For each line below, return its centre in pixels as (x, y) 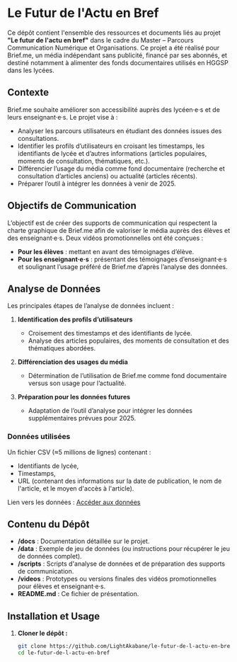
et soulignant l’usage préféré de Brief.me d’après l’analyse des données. (122, 266)
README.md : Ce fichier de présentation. (78, 594)
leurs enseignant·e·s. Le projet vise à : (63, 117)
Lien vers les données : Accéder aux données (74, 502)
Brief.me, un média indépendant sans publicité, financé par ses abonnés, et (117, 55)
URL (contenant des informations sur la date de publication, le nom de (120, 481)
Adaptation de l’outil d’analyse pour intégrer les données (110, 411)
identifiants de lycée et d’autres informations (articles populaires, (112, 153)
